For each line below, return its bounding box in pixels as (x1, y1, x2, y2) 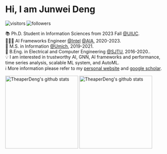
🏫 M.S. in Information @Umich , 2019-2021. (5, 43, 94, 49)
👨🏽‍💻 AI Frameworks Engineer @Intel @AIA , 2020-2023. (5, 37, 121, 44)
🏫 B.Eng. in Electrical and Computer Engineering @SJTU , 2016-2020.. (5, 48, 151, 54)
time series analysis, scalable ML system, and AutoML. (5, 59, 120, 65)
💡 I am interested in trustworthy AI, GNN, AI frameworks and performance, (5, 54, 160, 60)
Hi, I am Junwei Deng (5, 4, 96, 15)
